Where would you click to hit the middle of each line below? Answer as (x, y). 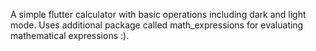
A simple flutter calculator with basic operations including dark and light (158, 14)
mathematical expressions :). (70, 35)
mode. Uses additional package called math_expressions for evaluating (157, 25)
